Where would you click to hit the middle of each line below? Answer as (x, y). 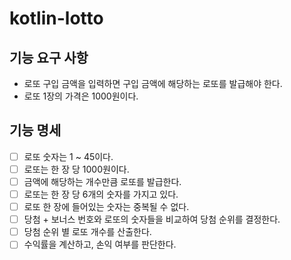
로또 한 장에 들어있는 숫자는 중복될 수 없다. (106, 207)
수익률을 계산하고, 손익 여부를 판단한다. (100, 244)
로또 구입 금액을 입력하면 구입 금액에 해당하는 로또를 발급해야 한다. (153, 83)
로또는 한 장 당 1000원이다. (76, 169)
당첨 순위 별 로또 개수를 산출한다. (87, 232)
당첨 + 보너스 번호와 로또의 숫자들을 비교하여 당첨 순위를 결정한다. (152, 219)
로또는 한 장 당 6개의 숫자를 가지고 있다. (101, 194)
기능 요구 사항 (49, 57)
